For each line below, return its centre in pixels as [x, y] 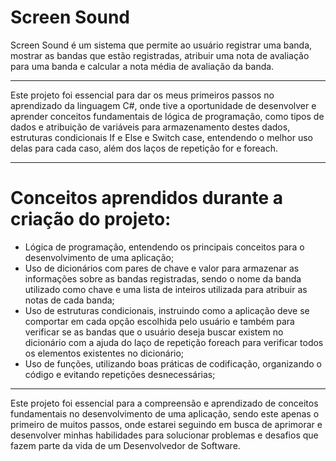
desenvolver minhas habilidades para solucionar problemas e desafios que [164, 435]
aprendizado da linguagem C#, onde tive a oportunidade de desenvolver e [163, 105]
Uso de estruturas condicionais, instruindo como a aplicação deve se [167, 310]
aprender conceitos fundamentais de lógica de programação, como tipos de [167, 116]
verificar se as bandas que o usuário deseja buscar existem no [154, 332]
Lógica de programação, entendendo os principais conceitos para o [164, 247]
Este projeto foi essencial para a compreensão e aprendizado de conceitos [164, 403]
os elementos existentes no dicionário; [104, 353]
